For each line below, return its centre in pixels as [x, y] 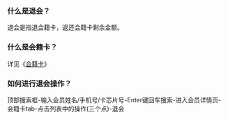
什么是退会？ [29, 10]
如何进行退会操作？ [39, 84]
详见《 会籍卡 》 [29, 63]
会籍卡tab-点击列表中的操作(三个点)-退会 [66, 109]
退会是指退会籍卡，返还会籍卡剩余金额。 [65, 27]
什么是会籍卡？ [32, 47]
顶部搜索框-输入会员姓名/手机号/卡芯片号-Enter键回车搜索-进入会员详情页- [114, 100]
